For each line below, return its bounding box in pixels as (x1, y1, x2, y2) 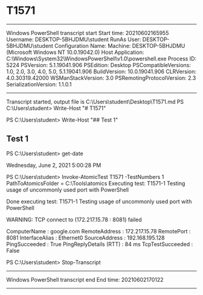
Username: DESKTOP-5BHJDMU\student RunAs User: (6, 36, 141, 43)
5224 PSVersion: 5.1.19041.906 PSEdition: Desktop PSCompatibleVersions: (6, 61, 192, 68)
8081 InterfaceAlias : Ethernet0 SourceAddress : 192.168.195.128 (6, 234, 165, 241)
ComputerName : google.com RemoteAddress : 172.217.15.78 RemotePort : (6, 227, 191, 235)
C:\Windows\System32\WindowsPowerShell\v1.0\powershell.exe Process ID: (6, 55, 197, 62)
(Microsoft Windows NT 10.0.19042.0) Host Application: (6, 48, 144, 56)
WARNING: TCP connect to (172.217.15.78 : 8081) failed (6, 216, 142, 223)
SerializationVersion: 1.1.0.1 (6, 80, 72, 88)
